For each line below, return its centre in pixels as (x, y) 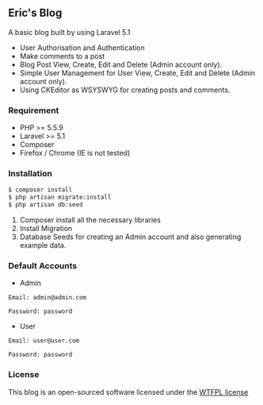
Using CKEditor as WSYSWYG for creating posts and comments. (125, 90)
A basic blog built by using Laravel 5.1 (69, 32)
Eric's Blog (35, 13)
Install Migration (46, 229)
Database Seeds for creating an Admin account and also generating (130, 237)
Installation (30, 174)
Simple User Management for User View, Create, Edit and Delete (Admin (137, 73)
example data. (43, 245)
